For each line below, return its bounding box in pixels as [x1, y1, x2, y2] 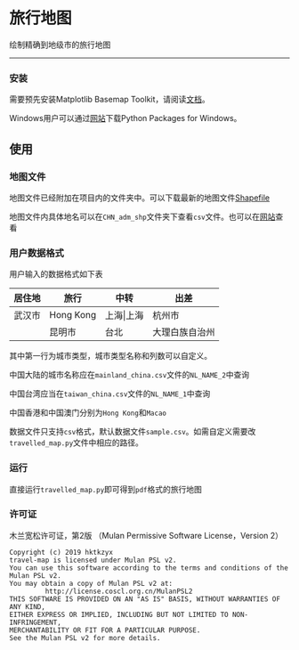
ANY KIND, [9, 602, 46, 611]
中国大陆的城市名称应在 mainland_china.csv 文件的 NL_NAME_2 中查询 [9, 370, 250, 380]
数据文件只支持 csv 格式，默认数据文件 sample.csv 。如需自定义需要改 [9, 427, 256, 437]
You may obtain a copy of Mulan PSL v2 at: [9, 579, 174, 588]
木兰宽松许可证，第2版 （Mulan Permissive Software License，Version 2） [9, 530, 283, 540]
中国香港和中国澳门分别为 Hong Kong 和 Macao [9, 407, 167, 418]
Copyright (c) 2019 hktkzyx [9, 548, 114, 557]
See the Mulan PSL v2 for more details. [9, 633, 162, 642]
